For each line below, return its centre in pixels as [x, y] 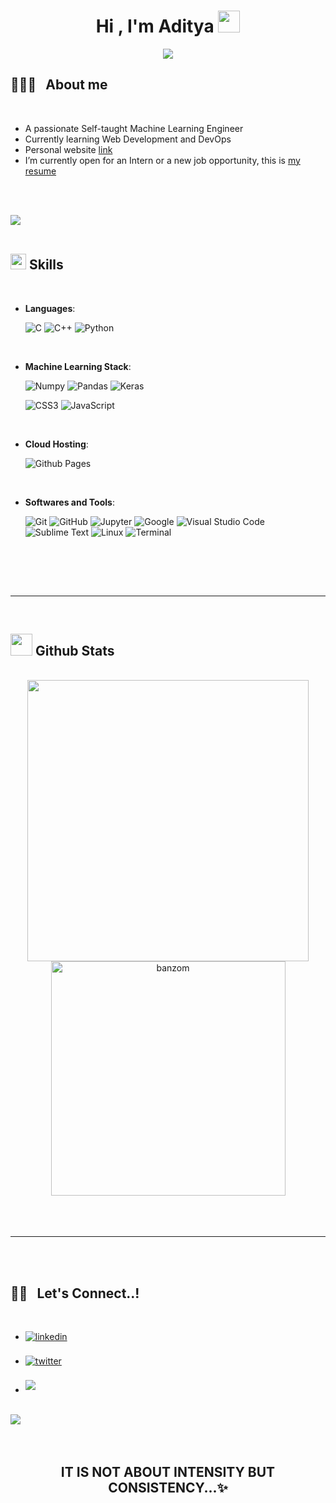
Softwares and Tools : [69, 502]
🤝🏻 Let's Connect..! [75, 1293]
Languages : [50, 308]
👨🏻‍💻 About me [59, 85]
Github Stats [74, 650]
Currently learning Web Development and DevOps [128, 139]
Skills [46, 265]
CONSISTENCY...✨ [168, 1487]
